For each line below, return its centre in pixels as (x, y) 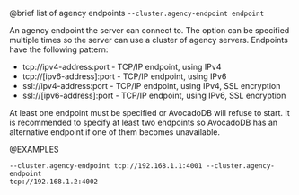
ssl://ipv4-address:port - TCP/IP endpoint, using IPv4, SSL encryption (151, 86)
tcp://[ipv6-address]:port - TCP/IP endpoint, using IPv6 (124, 76)
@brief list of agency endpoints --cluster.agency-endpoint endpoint (137, 13)
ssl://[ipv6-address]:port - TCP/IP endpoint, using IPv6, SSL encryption (154, 95)
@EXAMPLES (35, 149)
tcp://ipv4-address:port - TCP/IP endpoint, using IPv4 (122, 67)
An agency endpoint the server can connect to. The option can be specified (149, 30)
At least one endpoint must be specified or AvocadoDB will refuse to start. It (149, 113)
